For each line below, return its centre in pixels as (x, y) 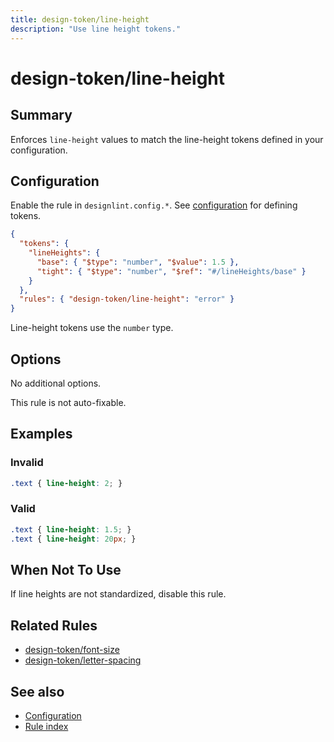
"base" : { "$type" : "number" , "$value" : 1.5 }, (138, 262)
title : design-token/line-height (80, 19)
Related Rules (54, 625)
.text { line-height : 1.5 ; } (71, 529)
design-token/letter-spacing (83, 660)
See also (37, 691)
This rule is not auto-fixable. (68, 402)
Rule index (46, 727)
